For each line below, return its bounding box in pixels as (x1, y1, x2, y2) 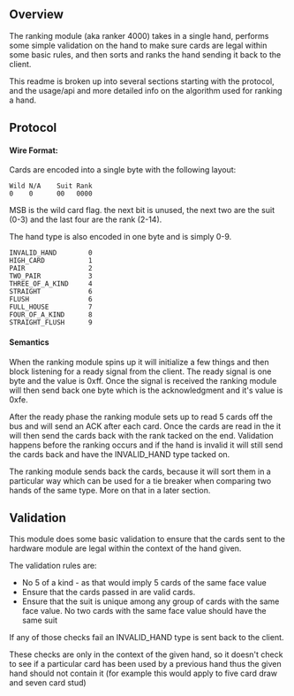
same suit (21, 615, 58, 626)
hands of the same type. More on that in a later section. (9, 485, 211, 495)
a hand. (9, 95, 37, 105)
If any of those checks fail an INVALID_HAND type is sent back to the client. (9, 632, 284, 643)
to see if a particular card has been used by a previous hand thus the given (9, 659, 282, 669)
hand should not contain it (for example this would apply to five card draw (9, 668, 278, 679)
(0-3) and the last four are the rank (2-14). (9, 214, 162, 225)
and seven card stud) (9, 677, 87, 688)
